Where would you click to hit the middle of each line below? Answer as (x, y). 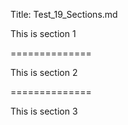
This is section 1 (43, 33)
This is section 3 (44, 111)
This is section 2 (44, 72)
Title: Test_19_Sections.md (64, 14)
